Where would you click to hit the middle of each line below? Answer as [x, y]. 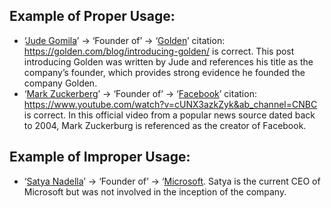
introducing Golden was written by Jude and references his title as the [168, 61]
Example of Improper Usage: [100, 157]
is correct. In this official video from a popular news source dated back [169, 115]
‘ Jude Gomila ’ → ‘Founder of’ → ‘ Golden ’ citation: [124, 40]
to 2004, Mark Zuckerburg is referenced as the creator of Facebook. [165, 125]
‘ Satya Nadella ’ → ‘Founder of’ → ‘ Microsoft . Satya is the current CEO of [172, 181]
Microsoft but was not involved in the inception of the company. [155, 191]
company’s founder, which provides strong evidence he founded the [164, 72]
